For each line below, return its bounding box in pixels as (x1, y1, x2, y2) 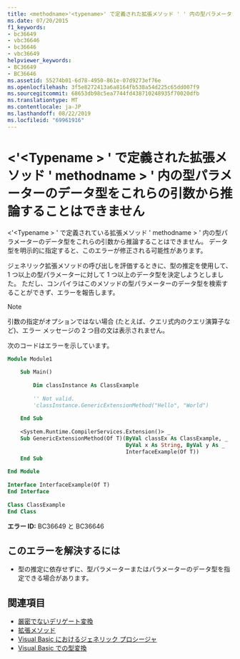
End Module (7, 468, 40, 476)
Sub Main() (20, 368, 53, 376)
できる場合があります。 (24, 574, 93, 583)
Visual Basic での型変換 (17, 644, 87, 653)
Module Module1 (7, 355, 53, 363)
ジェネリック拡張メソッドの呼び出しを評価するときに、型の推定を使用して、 (7, 261, 232, 270)
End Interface (7, 488, 50, 495)
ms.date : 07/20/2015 (7, 17, 69, 24)
